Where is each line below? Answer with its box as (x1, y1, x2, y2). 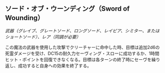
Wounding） (5, 14, 44, 22)
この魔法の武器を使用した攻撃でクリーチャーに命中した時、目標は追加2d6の (5, 44, 160, 50)
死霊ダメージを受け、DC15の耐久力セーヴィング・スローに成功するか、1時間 (5, 50, 160, 56)
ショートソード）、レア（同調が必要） (5, 34, 81, 40)
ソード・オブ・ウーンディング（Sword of (5, 4, 130, 13)
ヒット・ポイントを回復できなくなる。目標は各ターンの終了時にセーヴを (5, 56, 152, 62)
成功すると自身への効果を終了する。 (18, 63, 92, 69)
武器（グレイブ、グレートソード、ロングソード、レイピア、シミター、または (5, 27, 160, 33)
